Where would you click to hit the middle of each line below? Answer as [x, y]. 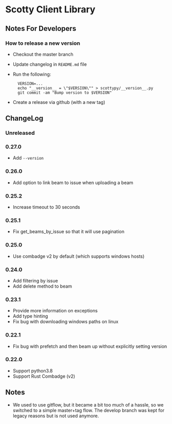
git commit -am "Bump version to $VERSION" [65, 93]
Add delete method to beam [42, 286]
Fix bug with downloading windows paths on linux [65, 322]
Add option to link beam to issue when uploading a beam [73, 182]
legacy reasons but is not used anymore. [56, 416]
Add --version [28, 158]
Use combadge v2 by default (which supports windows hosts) [79, 256]
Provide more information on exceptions [55, 311]
